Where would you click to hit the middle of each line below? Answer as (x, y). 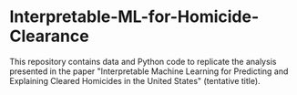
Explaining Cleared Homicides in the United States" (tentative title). (135, 80)
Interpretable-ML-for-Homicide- (134, 17)
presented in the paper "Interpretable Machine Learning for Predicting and (149, 71)
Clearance (49, 36)
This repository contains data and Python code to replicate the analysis (143, 61)
